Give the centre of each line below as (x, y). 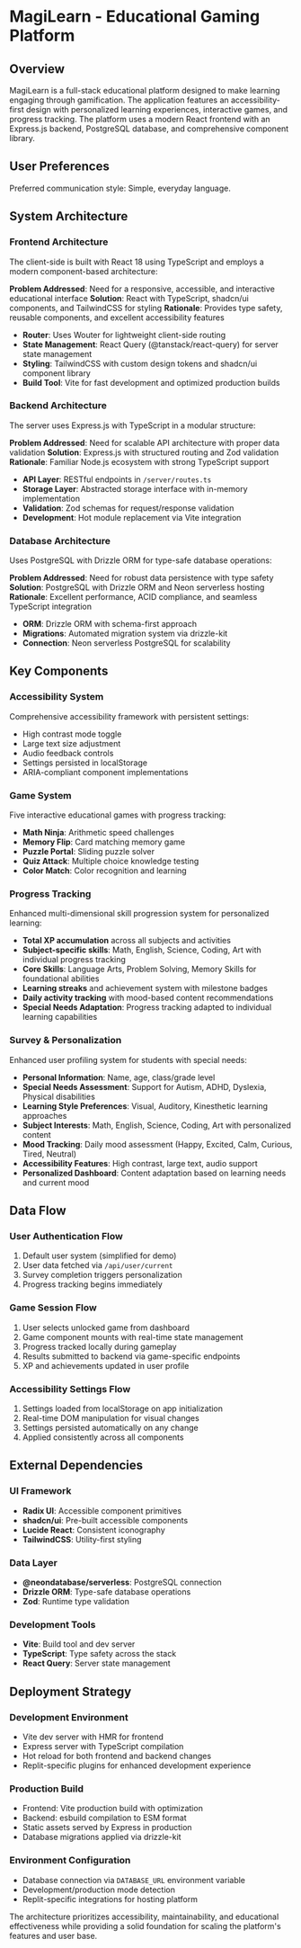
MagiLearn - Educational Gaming (135, 17)
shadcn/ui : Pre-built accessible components (105, 1520)
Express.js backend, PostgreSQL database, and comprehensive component (149, 129)
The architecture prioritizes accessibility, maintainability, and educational (144, 1917)
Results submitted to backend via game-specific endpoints (131, 1356)
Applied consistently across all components (103, 1437)
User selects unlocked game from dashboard (106, 1327)
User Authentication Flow (66, 1236)
